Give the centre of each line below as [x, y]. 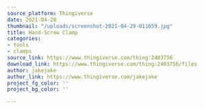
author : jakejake [32, 70]
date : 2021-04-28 [32, 20]
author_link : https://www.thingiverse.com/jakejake [82, 77]
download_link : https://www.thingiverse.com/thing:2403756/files [102, 64]
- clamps [20, 52]
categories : [24, 39]
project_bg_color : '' [38, 89]
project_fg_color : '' [38, 83]
